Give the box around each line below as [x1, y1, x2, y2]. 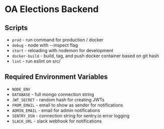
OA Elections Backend [5, 4, 99, 15]
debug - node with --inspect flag [12, 42, 78, 48]
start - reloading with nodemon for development [12, 48, 113, 53]
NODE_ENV [12, 87, 31, 92]
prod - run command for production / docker [12, 37, 104, 43]
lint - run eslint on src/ [12, 58, 61, 64]
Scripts [5, 24, 28, 32]
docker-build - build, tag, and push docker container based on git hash [12, 53, 159, 59]
